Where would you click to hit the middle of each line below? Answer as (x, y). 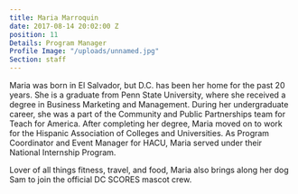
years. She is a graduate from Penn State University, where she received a (148, 95)
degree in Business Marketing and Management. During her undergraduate (149, 104)
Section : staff (38, 60)
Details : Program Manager (58, 43)
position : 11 (34, 34)
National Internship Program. (63, 152)
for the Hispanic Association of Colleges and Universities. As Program (139, 133)
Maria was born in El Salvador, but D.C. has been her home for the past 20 (147, 85)
